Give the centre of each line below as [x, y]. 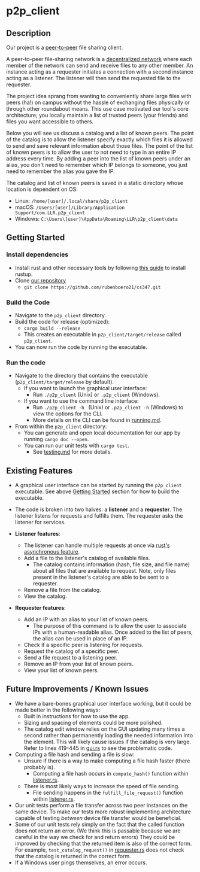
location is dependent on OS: [42, 189]
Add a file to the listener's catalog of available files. [87, 558]
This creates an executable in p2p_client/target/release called [102, 334]
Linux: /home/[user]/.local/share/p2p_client [71, 201]
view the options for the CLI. [68, 414]
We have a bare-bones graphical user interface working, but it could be [103, 703]
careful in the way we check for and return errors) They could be [95, 837]
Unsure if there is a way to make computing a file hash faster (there [107, 761]
